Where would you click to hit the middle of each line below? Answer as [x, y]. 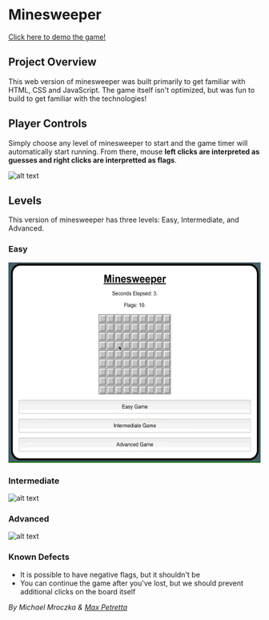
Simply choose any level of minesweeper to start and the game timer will [128, 143]
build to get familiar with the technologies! [78, 99]
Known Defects [39, 557]
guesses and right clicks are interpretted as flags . [93, 160]
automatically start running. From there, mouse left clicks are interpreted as [134, 151]
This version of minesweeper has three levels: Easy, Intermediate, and [124, 220]
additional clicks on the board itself [78, 591]
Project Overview [52, 62]
